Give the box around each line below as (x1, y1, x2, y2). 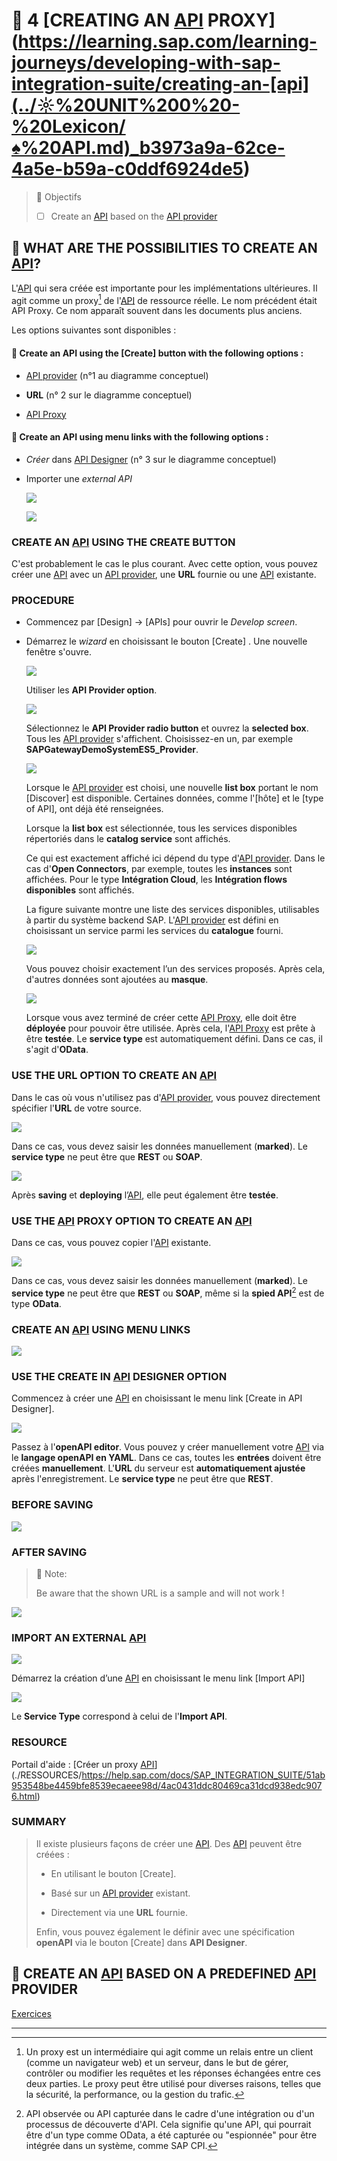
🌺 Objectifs (35, 190, 82, 203)
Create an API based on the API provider (50, 210, 218, 222)
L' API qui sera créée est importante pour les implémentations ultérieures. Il (11, 282, 318, 294)
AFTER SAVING (11, 1545, 88, 1559)
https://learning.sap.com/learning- (17, 30, 318, 53)
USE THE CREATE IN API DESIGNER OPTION (11, 1369, 228, 1383)
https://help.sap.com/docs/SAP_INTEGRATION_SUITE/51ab (81, 1769, 326, 1781)
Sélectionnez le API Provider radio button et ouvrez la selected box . (25, 722, 309, 734)
